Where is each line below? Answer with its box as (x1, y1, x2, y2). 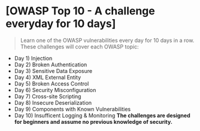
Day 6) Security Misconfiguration (14, 86, 96, 93)
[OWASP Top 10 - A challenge (5, 4, 155, 18)
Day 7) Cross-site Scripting (14, 93, 81, 100)
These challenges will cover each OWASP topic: (20, 43, 139, 50)
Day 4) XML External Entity (14, 74, 81, 81)
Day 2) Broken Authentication (14, 61, 87, 68)
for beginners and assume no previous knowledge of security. (14, 118, 173, 125)
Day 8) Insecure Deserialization (14, 99, 92, 106)
